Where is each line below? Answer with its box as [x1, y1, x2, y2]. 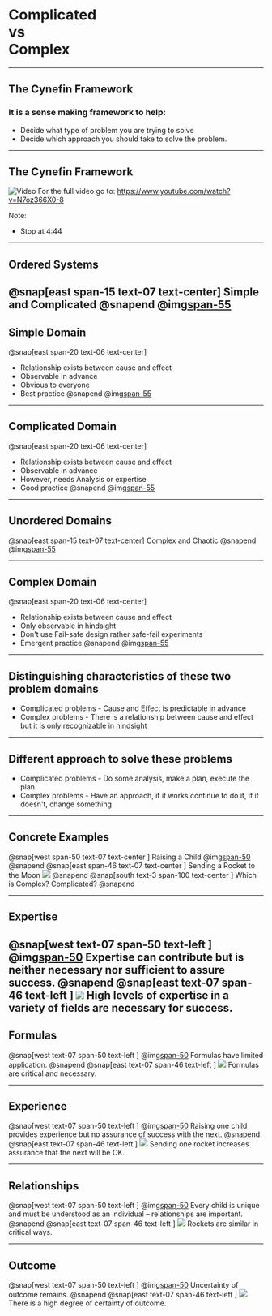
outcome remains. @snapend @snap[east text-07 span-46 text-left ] [8, 1289, 237, 1299]
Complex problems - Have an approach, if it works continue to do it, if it [19, 791, 259, 801]
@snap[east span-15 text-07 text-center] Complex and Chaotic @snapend [8, 535, 257, 545]
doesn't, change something [19, 799, 112, 809]
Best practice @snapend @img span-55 [19, 389, 152, 398]
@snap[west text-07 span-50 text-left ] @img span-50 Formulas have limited [8, 1050, 264, 1060]
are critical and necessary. [8, 1069, 97, 1078]
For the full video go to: [37, 187, 116, 196]
